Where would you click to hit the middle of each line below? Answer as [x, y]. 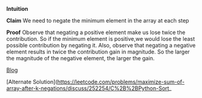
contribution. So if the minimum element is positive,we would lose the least [101, 39]
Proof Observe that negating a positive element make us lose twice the [96, 32]
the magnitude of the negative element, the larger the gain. [80, 58]
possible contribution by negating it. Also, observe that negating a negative [101, 45]
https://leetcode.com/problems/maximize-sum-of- [121, 82]
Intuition [17, 9]
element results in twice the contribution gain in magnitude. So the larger [98, 52]
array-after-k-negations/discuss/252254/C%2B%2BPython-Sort [88, 88]
